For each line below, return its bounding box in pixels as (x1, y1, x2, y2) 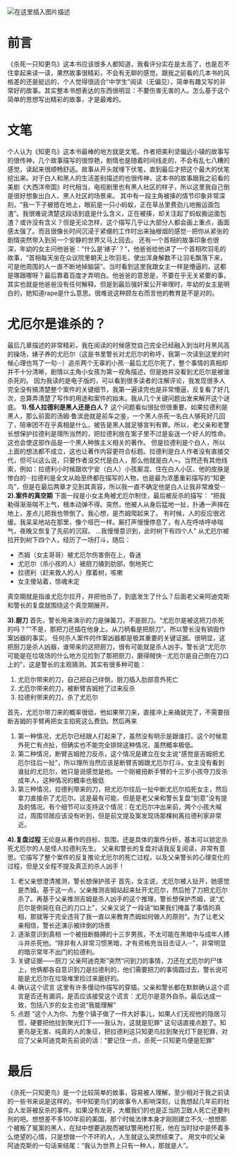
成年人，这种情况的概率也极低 (17, 775, 104, 785)
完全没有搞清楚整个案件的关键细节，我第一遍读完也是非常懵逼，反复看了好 (7, 385, 224, 393)
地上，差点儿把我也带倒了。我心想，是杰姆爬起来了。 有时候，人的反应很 (7, 509, 219, 517)
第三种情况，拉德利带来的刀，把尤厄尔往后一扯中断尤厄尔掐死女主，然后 (17, 785, 228, 793)
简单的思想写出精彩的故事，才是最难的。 (7, 95, 125, 103)
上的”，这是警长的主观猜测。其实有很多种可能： (7, 660, 147, 669)
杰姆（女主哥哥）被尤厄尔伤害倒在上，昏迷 (17, 550, 142, 559)
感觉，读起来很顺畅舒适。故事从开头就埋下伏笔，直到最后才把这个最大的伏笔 (7, 165, 230, 173)
